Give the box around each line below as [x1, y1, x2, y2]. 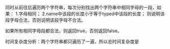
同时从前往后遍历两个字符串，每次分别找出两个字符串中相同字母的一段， [5, 5, 157, 10]
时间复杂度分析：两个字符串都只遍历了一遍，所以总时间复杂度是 [5, 38, 139, 44]
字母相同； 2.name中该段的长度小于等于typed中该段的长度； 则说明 [18, 11, 160, 17]
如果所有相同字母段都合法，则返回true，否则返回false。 [5, 28, 122, 34]
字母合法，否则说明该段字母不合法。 [9, 17, 86, 23]
